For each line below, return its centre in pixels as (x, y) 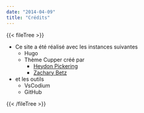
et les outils (29, 79)
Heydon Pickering (55, 66)
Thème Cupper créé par (54, 60)
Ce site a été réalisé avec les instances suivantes (76, 47)
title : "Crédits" (28, 18)
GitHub (33, 92)
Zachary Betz (50, 72)
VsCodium (37, 85)
